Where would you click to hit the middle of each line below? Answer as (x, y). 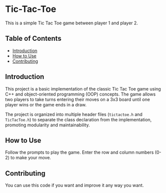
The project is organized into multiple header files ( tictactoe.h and (74, 114)
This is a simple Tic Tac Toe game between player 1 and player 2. (72, 23)
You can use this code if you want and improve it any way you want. (75, 186)
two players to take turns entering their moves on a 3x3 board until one (78, 99)
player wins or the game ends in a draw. (46, 104)
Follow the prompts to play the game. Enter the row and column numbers (80, 152)
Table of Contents (33, 39)
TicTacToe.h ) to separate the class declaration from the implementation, (79, 119)
